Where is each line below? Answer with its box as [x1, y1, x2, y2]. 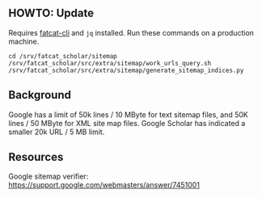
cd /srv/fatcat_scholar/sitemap [8, 52, 117, 60]
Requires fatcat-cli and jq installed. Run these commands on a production [8, 27, 255, 37]
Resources [8, 150, 64, 164]
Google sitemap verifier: [8, 171, 89, 181]
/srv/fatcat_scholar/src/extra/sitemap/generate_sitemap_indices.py [8, 66, 244, 74]
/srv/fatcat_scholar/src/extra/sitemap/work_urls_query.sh [8, 59, 212, 67]
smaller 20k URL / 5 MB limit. [8, 127, 105, 137]
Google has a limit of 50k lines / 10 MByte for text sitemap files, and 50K [8, 109, 249, 120]
